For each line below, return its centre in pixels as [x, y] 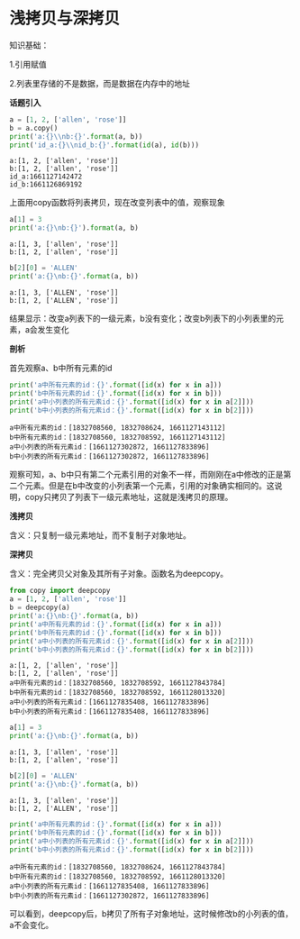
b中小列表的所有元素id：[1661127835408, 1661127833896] [109, 712]
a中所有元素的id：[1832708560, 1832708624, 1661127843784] [118, 867]
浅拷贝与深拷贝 [65, 18]
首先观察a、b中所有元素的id [61, 368]
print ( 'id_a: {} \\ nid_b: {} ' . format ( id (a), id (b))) [105, 145]
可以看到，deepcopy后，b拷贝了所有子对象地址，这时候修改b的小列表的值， [151, 914]
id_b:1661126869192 [46, 185]
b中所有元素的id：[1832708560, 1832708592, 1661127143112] [118, 438]
